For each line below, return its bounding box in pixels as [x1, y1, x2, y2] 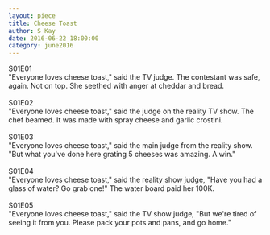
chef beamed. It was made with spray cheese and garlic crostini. [8, 115, 223, 125]
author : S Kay [8, 27, 56, 35]
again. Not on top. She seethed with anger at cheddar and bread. [8, 81, 224, 91]
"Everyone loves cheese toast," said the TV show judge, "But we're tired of [8, 209, 257, 219]
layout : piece [8, 11, 56, 20]
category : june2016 [8, 42, 74, 50]
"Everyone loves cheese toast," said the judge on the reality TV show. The [8, 106, 254, 117]
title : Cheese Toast [8, 19, 78, 27]
